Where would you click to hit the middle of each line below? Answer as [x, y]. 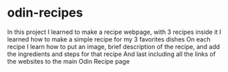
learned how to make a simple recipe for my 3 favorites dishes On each [109, 39]
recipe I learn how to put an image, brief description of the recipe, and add [114, 46]
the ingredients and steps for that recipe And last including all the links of [112, 54]
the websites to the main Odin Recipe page [69, 61]
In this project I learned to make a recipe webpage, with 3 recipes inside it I [114, 32]
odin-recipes [45, 13]
